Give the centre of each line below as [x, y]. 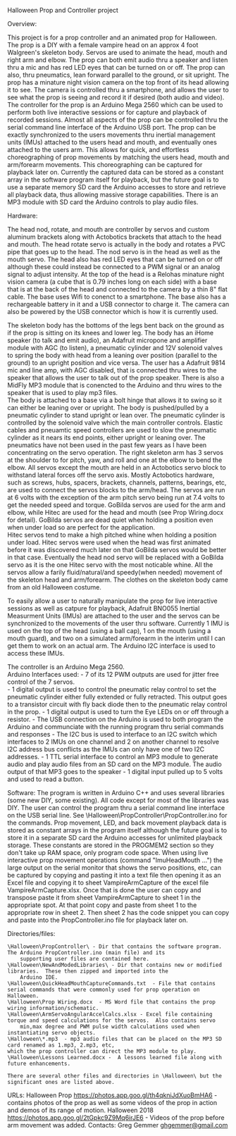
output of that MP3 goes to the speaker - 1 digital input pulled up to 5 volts [115, 772]
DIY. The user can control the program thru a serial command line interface [116, 808]
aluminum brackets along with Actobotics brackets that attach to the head [114, 237]
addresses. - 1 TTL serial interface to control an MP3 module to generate [113, 757]
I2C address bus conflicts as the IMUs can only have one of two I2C [106, 749]
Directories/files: [31, 934]
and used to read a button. [46, 779]
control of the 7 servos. [41, 682]
